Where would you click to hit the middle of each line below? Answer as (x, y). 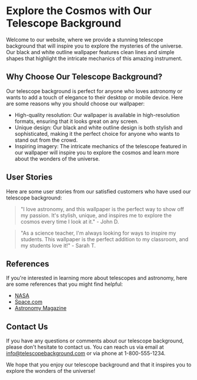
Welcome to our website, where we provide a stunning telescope (85, 39)
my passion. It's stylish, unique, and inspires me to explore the (96, 215)
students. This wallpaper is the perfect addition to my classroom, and (104, 239)
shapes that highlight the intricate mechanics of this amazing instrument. (94, 58)
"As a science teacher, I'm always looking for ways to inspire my (98, 233)
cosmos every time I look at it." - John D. (70, 221)
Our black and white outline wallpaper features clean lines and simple (90, 52)
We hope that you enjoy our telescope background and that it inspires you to (99, 365)
